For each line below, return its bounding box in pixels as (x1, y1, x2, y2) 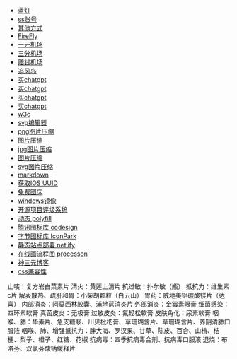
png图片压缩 (17, 127, 54, 136)
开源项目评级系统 (17, 206, 68, 213)
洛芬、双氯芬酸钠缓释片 (7, 344, 76, 352)
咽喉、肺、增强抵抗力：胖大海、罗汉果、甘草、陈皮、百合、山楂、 (21, 326, 214, 334)
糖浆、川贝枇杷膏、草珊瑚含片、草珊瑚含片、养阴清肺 (69, 317, 224, 326)
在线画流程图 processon (17, 249, 88, 258)
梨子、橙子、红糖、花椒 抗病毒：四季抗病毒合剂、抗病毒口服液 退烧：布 (19, 335, 228, 343)
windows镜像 (17, 196, 57, 205)
